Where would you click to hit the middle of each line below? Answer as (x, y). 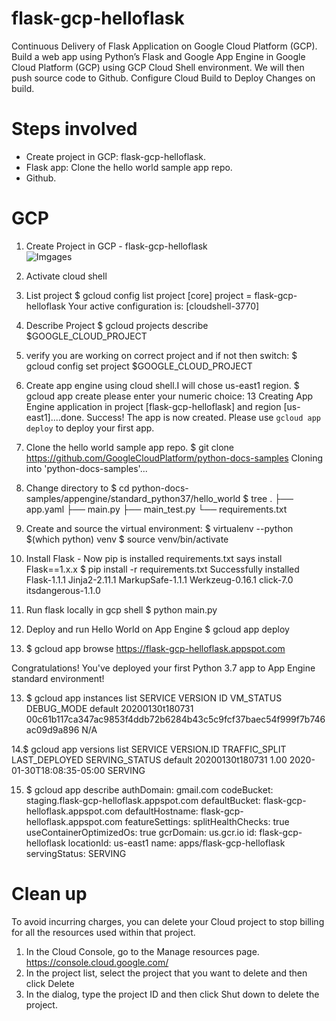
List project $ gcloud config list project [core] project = (139, 295)
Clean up (49, 894)
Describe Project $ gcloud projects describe (117, 325)
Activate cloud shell (66, 276)
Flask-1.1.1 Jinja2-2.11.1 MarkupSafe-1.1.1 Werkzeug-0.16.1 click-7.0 (159, 579)
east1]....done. (55, 417)
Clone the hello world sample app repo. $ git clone (129, 447)
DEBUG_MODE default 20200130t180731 (109, 708)
